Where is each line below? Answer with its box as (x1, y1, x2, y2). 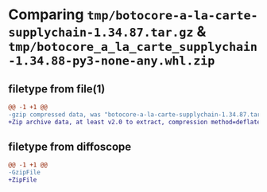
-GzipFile (8, 169, 41, 177)
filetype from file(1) (8, 82, 106, 96)
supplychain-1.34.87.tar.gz (8, 25, 194, 41)
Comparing (8, 6, 84, 24)
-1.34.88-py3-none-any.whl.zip (8, 53, 215, 69)
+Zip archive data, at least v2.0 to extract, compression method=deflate (8, 118, 261, 126)
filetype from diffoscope (8, 140, 132, 154)
